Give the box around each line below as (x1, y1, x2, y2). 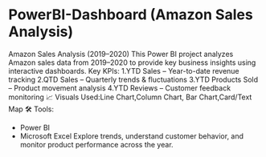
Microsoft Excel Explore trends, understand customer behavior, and (19, 131, 243, 141)
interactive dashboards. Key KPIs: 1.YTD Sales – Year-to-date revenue (8, 66, 239, 75)
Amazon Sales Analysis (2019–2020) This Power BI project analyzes (8, 49, 234, 58)
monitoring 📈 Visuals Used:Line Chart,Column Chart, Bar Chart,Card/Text (8, 92, 252, 102)
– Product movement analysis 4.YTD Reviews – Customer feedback (8, 83, 231, 93)
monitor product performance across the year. (19, 139, 174, 149)
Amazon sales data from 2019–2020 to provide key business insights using (8, 58, 256, 67)
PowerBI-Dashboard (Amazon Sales (8, 6, 253, 24)
